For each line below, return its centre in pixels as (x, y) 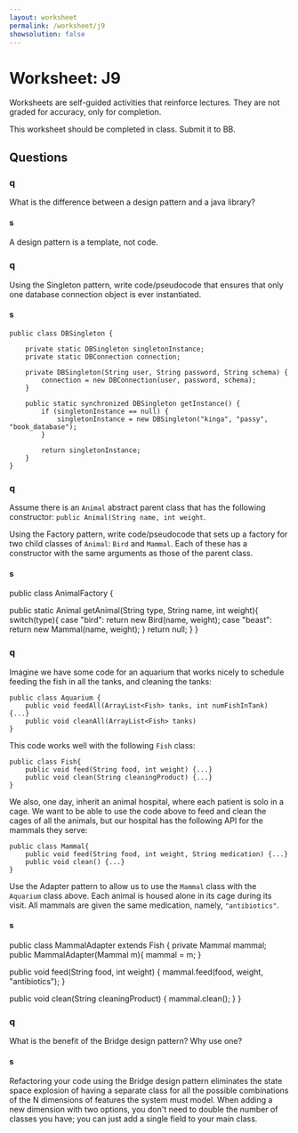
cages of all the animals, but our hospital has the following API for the (137, 821)
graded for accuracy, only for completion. (85, 112)
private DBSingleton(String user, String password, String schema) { (157, 372)
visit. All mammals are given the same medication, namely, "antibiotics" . (145, 905)
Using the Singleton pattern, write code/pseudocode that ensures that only (146, 285)
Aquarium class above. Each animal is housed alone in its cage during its (141, 895)
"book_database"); (43, 427)
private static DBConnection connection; (103, 357)
